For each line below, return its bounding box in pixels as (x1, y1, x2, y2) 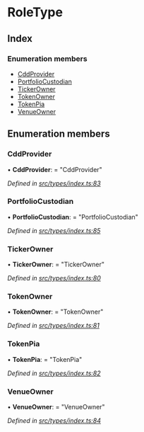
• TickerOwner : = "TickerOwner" (7, 260, 104, 269)
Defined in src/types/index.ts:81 (7, 322, 100, 330)
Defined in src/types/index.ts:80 (7, 274, 101, 283)
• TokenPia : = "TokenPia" (7, 355, 83, 363)
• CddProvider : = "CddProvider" (7, 165, 102, 174)
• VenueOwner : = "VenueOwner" (7, 403, 105, 411)
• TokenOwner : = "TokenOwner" (7, 307, 104, 316)
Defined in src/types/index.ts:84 (7, 416, 101, 425)
